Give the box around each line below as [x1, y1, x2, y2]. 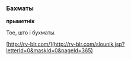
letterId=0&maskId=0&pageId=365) [6, 47, 93, 54]
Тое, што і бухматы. [6, 29, 56, 36]
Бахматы [6, 4, 34, 12]
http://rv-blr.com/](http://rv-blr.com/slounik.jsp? [8, 40, 125, 48]
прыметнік [6, 18, 35, 25]
